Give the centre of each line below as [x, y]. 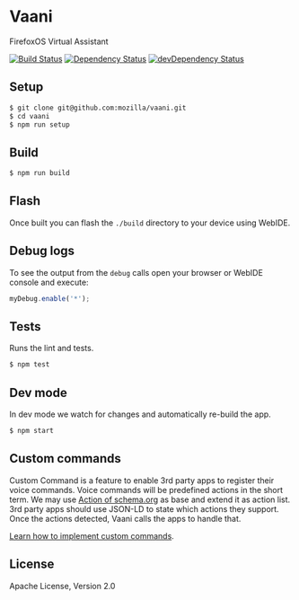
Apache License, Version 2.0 [62, 586]
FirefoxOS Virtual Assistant [59, 41]
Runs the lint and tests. [52, 349]
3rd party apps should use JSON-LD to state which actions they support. [145, 508]
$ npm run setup [40, 124]
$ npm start [31, 431]
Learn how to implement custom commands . [92, 535]
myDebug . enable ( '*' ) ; [50, 298]
